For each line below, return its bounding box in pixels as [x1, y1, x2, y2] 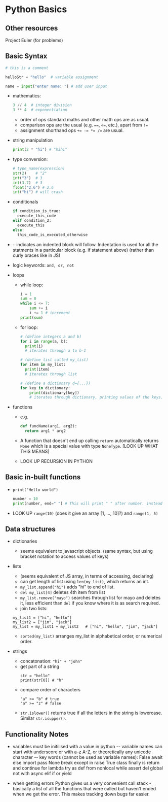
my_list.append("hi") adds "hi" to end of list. [20, 584, 115, 590]
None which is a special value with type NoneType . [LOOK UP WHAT [20, 443, 158, 449]
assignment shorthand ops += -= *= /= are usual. [20, 127, 124, 133]
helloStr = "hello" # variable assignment [5, 75, 99, 80]
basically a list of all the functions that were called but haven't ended [12, 786, 156, 792]
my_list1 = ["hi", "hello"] [12, 615, 72, 620]
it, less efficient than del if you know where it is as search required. [20, 600, 160, 606]
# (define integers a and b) [20, 334, 82, 339]
